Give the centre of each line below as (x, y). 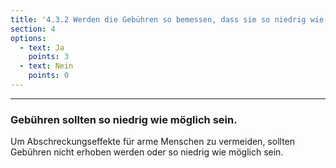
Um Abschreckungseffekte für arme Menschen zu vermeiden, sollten (153, 142)
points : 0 (49, 76)
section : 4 (33, 29)
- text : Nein (46, 66)
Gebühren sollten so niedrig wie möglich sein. (124, 119)
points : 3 (49, 57)
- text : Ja (42, 47)
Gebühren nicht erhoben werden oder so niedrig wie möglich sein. (147, 152)
